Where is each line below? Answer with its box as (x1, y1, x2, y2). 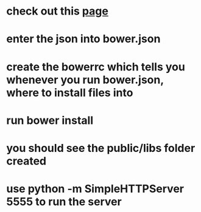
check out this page (6, 4, 108, 18)
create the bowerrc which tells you (6, 60, 186, 74)
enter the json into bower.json (6, 32, 161, 46)
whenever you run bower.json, (6, 73, 164, 86)
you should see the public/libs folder (6, 141, 196, 155)
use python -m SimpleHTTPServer (6, 182, 185, 196)
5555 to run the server (6, 195, 122, 209)
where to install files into (6, 86, 133, 100)
